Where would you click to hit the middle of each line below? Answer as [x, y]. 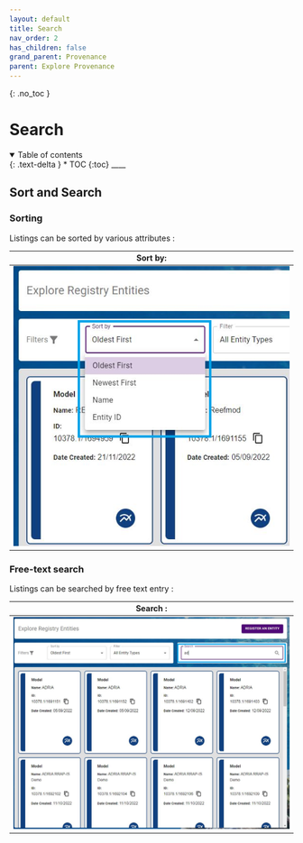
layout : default [40, 19]
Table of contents [50, 154]
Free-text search [47, 569]
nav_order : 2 [34, 38]
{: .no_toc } [30, 93]
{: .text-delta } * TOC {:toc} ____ [68, 164]
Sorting [26, 218]
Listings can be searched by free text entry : [92, 588]
